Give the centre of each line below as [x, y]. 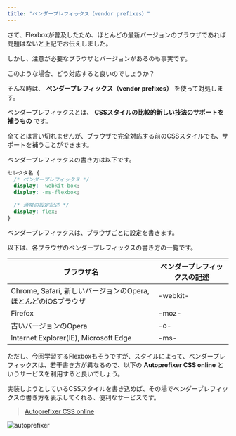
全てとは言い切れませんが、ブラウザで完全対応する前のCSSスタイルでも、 [115, 136]
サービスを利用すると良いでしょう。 [72, 373]
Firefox [22, 313]
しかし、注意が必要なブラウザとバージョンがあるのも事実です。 [99, 58]
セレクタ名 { [24, 173]
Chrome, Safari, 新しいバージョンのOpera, [80, 290]
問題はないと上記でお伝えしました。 [60, 44]
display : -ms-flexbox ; [47, 193]
